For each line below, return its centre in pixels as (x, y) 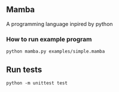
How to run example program (49, 39)
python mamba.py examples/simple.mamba (56, 52)
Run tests (24, 69)
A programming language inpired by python (59, 24)
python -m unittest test (37, 83)
